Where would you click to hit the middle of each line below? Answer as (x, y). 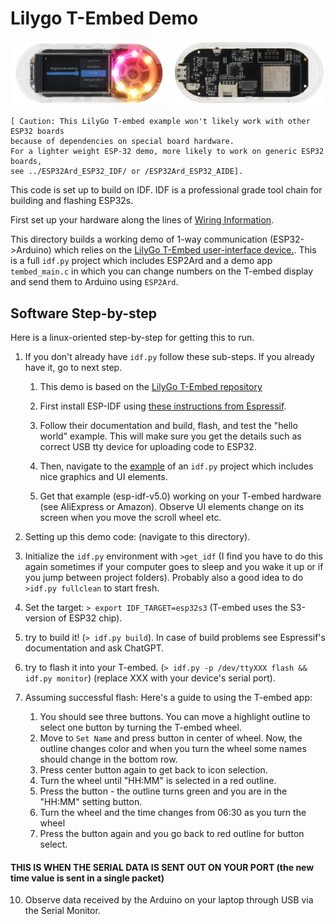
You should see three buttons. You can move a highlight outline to (175, 717)
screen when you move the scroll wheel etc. (130, 518)
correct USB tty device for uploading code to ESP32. (148, 447)
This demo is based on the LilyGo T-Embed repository (151, 387)
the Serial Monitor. (62, 911)
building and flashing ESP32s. (72, 201)
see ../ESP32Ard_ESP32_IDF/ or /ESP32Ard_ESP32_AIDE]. (127, 172)
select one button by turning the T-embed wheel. (140, 728)
